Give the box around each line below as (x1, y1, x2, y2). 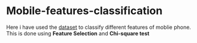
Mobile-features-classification (6, 4, 163, 18)
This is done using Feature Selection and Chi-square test (6, 29, 150, 37)
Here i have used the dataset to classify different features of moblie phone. (6, 24, 192, 31)
